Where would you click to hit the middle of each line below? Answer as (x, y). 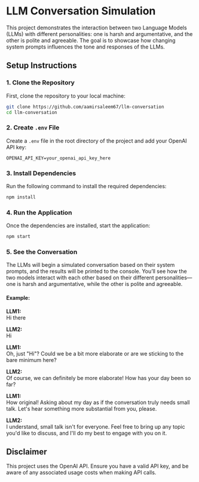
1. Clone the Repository (40, 83)
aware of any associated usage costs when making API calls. (81, 472)
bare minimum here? (31, 360)
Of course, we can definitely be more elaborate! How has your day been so (99, 378)
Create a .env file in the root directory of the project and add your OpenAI (97, 141)
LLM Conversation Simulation (81, 11)
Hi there (16, 317)
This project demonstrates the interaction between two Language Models (97, 28)
